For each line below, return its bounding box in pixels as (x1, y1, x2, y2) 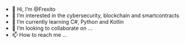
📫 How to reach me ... (11, 32, 67, 38)
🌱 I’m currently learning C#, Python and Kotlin (11, 18, 124, 25)
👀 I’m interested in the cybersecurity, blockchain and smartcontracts (11, 12, 180, 19)
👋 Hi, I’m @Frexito (11, 6, 56, 12)
